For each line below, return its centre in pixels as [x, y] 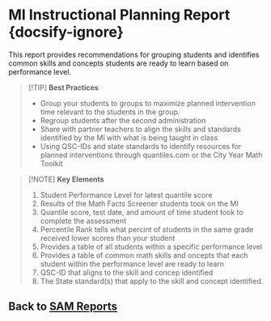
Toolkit [51, 163]
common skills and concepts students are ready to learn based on [119, 63]
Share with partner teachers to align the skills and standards [140, 129]
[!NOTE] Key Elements [66, 179]
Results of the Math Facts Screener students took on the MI [139, 203]
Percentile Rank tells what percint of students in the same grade [147, 229]
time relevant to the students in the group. [110, 112]
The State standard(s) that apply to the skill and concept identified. [152, 280]
